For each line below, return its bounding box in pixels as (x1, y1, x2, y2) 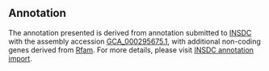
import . (8, 53, 32, 63)
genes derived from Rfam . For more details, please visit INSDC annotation (8, 44, 254, 55)
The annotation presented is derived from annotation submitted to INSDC (8, 27, 252, 37)
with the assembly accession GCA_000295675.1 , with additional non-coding (8, 36, 261, 46)
